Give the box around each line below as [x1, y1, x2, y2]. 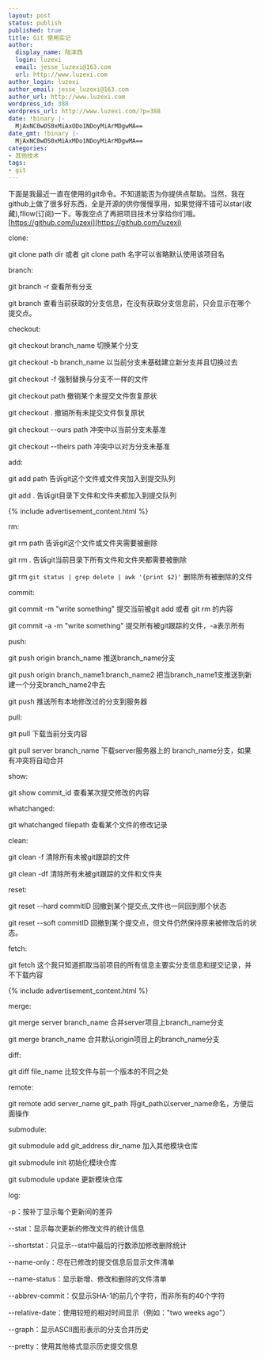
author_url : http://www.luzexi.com [8, 93, 126, 101]
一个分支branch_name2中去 [14, 680, 106, 689]
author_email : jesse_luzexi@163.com [8, 85, 129, 94]
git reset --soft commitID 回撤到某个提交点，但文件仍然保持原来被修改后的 [8, 918, 251, 927]
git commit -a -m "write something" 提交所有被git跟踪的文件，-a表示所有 [8, 621, 245, 630]
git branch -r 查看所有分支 [8, 282, 93, 291]
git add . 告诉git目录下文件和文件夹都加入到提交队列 [8, 491, 176, 500]
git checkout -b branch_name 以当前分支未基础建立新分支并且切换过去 [8, 357, 239, 367]
